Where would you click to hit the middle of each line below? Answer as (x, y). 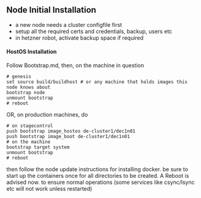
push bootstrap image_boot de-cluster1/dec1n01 (68, 137)
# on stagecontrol (30, 126)
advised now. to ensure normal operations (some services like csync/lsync (100, 182)
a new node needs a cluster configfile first (69, 24)
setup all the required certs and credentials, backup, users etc (94, 31)
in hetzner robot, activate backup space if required (79, 38)
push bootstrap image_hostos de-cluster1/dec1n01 (71, 131)
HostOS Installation (32, 52)
